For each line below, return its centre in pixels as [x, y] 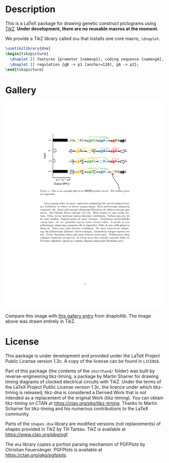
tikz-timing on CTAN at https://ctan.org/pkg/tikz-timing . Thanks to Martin [81, 403]
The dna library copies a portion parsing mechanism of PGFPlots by [75, 444]
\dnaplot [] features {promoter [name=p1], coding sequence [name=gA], [87, 59]
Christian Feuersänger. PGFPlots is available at [54, 449]
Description [30, 9]
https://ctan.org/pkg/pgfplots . [36, 455]
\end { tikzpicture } [25, 70]
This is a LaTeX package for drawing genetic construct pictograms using [81, 23]
